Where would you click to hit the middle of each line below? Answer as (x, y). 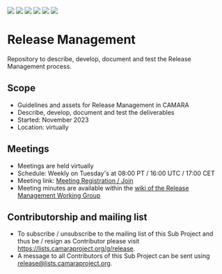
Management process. (39, 66)
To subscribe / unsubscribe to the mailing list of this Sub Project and (115, 234)
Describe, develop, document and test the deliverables (96, 112)
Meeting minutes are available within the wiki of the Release (103, 188)
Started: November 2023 (53, 120)
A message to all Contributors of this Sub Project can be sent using (113, 256)
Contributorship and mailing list (77, 217)
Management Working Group (59, 195)
